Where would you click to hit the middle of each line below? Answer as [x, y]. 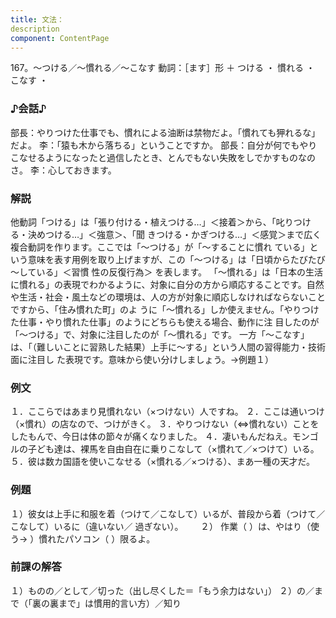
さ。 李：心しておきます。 [63, 170]
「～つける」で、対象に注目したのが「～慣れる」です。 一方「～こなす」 [160, 334]
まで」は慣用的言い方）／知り [120, 603]
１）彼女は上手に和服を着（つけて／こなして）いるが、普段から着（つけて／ [168, 513]
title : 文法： [37, 19]
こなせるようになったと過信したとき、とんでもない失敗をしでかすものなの [163, 157]
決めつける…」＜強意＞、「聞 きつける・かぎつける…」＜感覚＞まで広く [174, 234]
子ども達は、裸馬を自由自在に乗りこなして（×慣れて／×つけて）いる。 [173, 449]
